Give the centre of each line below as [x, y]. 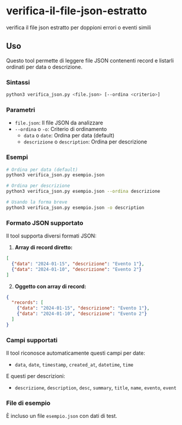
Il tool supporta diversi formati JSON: [51, 236]
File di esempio [28, 403]
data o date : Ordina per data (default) [69, 136]
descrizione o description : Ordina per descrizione [85, 142]
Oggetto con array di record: [50, 286]
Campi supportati [32, 340]
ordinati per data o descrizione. [44, 67]
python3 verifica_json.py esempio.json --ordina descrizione [83, 192]
